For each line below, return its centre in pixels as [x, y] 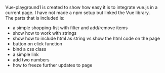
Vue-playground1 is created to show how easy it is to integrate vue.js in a [81, 7]
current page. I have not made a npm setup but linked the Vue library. [78, 13]
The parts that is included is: [35, 18]
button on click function [37, 44]
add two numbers [31, 60]
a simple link [26, 54]
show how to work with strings [45, 33]
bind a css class [29, 49]
